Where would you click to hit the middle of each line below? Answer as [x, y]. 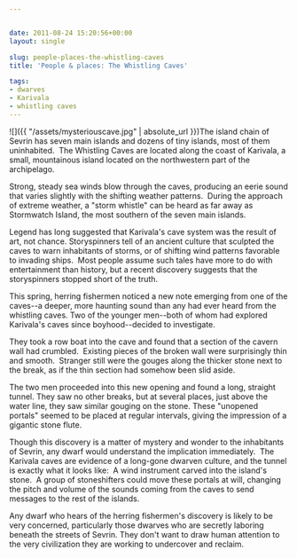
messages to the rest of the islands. [74, 499]
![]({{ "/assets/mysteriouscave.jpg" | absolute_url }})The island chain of [139, 131]
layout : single [37, 41]
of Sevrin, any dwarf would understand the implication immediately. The [142, 451]
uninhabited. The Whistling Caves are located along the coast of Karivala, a [148, 150]
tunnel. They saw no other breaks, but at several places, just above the [139, 397]
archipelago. [32, 169]
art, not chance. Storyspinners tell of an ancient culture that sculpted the [142, 241]
